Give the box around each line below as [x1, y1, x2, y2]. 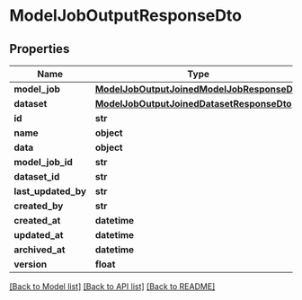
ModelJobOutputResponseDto [9, 5, 243, 26]
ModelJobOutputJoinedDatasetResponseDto [94, 98, 292, 110]
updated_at [13, 229, 64, 241]
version [13, 258, 48, 270]
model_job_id [13, 156, 74, 168]
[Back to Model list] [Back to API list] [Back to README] [9, 281, 216, 292]
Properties [9, 41, 70, 57]
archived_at [13, 243, 66, 256]
